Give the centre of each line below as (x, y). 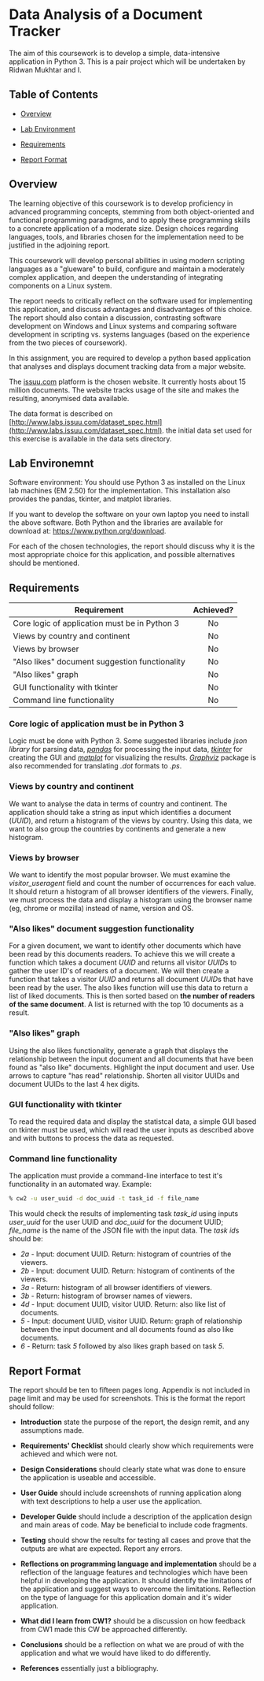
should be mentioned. (44, 563)
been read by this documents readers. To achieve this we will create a (122, 954)
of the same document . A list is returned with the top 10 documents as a (126, 1004)
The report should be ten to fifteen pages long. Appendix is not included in (130, 1389)
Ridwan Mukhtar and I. (45, 69)
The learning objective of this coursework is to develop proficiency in (121, 203)
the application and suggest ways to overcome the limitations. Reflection (138, 1589)
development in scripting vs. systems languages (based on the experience (130, 334)
